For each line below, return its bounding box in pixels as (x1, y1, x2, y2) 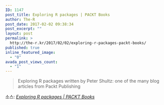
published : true (5, 45, 40, 50)
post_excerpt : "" (5, 26, 42, 31)
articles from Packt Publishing (17, 83, 81, 89)
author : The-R (5, 17, 36, 22)
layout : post (5, 31, 33, 36)
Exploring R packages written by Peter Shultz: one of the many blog (17, 78, 160, 84)
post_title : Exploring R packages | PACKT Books (5, 12, 110, 17)
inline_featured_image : (5, 50, 56, 55)
